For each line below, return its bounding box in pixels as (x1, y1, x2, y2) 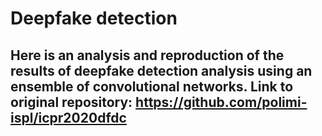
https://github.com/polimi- (135, 93, 308, 111)
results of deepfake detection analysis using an (10, 62, 313, 79)
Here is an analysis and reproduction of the (10, 47, 285, 64)
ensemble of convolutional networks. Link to (10, 78, 294, 95)
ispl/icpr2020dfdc (10, 109, 127, 126)
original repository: (10, 93, 133, 111)
